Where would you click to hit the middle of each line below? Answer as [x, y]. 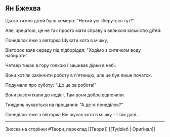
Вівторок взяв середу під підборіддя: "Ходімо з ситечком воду [73, 50]
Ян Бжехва [23, 8]
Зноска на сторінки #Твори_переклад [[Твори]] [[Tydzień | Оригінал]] [80, 129]
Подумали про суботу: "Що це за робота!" [51, 85]
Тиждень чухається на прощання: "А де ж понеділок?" [64, 105]
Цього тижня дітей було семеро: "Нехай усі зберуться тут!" [70, 20]
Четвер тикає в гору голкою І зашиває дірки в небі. [61, 65]
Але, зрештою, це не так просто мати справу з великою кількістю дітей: [83, 30]
